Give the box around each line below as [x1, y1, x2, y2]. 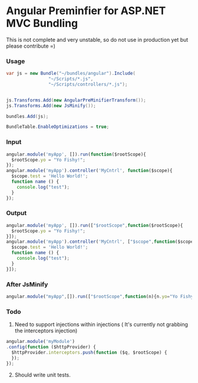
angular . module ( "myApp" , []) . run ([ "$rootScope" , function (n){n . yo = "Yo [6, 293, 178, 299]
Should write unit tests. [14, 371, 71, 378]
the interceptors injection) [14, 327, 78, 334]
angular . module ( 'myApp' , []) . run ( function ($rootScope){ [6, 151, 146, 157]
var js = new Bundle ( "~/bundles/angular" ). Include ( [6, 71, 136, 77]
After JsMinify [6, 280, 48, 288]
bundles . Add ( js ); [6, 113, 49, 119]
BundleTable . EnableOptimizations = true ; [6, 124, 110, 130]
